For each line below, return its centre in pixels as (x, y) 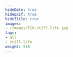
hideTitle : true (22, 19)
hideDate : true (21, 10)
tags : (11, 33)
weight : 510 (17, 47)
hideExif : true (21, 14)
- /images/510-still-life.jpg (37, 28)
